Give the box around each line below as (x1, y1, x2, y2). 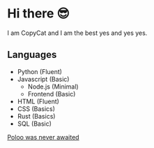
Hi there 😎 (7, 6, 70, 22)
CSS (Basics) (17, 104, 56, 113)
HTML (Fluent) (17, 97, 59, 105)
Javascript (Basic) (17, 75, 70, 83)
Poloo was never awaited (7, 133, 79, 141)
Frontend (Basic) (27, 89, 76, 98)
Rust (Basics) (17, 112, 56, 120)
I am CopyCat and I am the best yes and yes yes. (7, 29, 148, 37)
